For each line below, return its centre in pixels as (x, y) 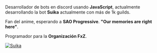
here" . (12, 27)
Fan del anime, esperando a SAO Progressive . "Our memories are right (78, 22)
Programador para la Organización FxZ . (46, 36)
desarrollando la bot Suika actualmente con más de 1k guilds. (68, 12)
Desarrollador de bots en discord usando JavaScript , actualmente (73, 7)
